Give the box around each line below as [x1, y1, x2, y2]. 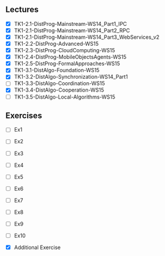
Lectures [5, 5, 39, 15]
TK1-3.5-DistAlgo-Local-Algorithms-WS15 [14, 93, 116, 100]
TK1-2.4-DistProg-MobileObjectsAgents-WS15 [14, 53, 127, 60]
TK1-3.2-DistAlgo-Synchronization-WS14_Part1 [14, 73, 128, 80]
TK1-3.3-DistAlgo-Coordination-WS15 [14, 80, 105, 87]
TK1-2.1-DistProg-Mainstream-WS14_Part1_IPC [14, 20, 127, 27]
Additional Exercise [14, 244, 61, 251]
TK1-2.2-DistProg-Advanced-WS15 [14, 41, 99, 47]
